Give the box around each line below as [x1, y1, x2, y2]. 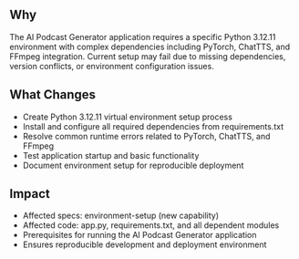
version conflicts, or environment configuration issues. [9, 60, 214, 71]
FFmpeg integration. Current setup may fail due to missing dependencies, [9, 50, 286, 62]
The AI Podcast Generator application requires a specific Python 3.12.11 [9, 31, 276, 42]
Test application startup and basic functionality [22, 150, 200, 161]
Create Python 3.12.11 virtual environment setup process [22, 111, 232, 122]
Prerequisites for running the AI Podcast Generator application [22, 230, 257, 241]
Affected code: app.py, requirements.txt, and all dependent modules [22, 220, 280, 231]
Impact [9, 186, 50, 202]
